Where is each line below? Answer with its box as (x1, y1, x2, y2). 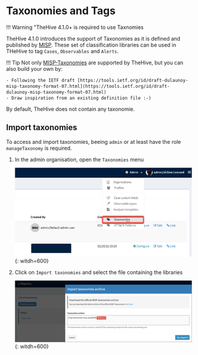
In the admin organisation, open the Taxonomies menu (14, 156, 144, 163)
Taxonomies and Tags (6, 4, 116, 18)
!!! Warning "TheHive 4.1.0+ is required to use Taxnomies (6, 24, 144, 31)
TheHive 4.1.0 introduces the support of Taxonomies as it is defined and (6, 35, 181, 42)
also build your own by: (6, 65, 63, 72)
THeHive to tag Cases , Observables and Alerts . (6, 47, 119, 54)
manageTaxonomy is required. (6, 144, 72, 152)
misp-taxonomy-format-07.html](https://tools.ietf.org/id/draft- (6, 83, 170, 89)
